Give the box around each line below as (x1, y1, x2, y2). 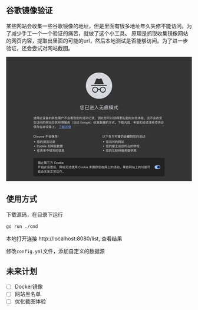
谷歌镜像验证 (6, 5, 53, 16)
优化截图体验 (14, 298, 46, 305)
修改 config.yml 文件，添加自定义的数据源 (6, 247, 105, 254)
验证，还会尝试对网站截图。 (6, 44, 74, 51)
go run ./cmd (6, 223, 38, 229)
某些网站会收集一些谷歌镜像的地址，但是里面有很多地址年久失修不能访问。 (6, 22, 187, 30)
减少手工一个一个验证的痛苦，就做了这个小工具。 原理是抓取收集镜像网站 (11, 30, 189, 37)
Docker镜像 (14, 283, 43, 291)
